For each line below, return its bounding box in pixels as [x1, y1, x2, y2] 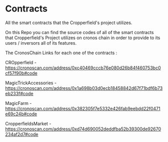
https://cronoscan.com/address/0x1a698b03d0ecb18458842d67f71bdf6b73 [5, 85, 163, 91]
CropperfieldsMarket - [5, 120, 51, 126]
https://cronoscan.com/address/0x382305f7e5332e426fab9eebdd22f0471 [5, 105, 161, 111]
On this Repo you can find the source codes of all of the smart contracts [5, 29, 154, 35]
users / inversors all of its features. [5, 40, 76, 46]
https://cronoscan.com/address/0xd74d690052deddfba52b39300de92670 [5, 126, 161, 132]
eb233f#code [5, 90, 33, 96]
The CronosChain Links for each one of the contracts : [5, 50, 117, 56]
